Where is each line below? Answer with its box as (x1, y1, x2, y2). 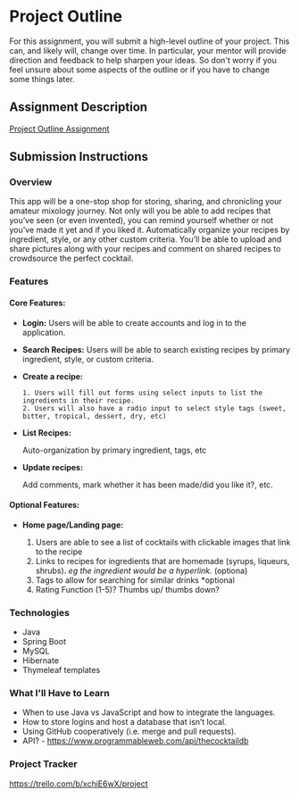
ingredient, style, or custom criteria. (21, 353, 154, 364)
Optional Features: (9, 500, 80, 511)
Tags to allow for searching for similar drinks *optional (35, 574, 235, 586)
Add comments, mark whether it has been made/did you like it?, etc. (21, 479, 274, 490)
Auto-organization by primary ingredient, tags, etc (21, 445, 207, 455)
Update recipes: (21, 461, 83, 472)
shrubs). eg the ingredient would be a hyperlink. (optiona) (35, 565, 248, 576)
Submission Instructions (9, 149, 149, 164)
